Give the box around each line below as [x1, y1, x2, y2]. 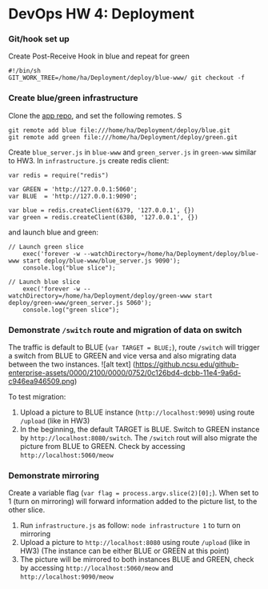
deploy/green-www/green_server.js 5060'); [8, 299, 152, 307]
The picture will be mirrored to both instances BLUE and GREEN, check [19, 555, 254, 564]
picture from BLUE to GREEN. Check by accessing [19, 442, 186, 451]
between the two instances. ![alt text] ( [8, 359, 136, 369]
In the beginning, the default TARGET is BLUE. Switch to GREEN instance [19, 425, 260, 435]
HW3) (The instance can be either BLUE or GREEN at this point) [19, 546, 230, 556]
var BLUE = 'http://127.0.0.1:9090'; [8, 192, 138, 200]
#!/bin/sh [8, 67, 42, 75]
